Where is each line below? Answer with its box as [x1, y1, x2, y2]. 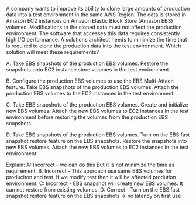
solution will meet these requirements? [6, 49, 99, 55]
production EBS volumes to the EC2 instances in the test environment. [6, 90, 176, 97]
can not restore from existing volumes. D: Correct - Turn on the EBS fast [6, 186, 180, 193]
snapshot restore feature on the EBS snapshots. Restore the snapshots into [6, 138, 187, 144]
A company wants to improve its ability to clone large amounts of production [6, 5, 190, 12]
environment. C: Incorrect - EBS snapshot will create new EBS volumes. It [6, 180, 183, 187]
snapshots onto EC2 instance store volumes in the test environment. [6, 66, 171, 73]
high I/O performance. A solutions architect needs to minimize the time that [6, 36, 187, 43]
